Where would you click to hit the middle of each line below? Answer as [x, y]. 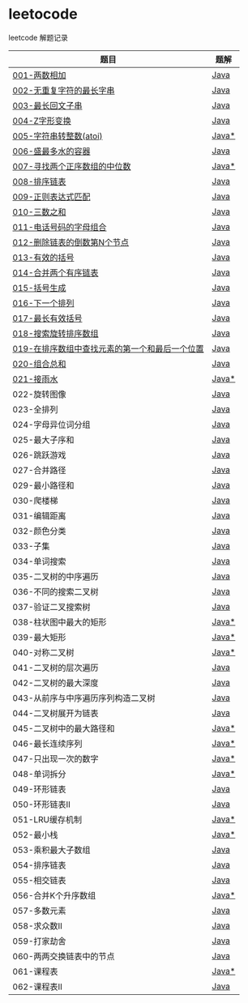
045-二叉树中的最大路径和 [64, 728]
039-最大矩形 [39, 637]
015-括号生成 [39, 288]
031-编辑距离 [39, 515]
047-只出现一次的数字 [56, 758]
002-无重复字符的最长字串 [64, 90]
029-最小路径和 [43, 485]
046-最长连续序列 [47, 744]
